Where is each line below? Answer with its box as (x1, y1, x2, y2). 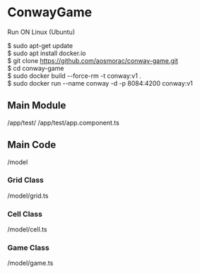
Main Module (7, 100, 66, 112)
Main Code (7, 139, 57, 151)
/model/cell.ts (7, 225, 47, 234)
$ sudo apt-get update (7, 41, 73, 50)
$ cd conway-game (7, 64, 64, 72)
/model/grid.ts (7, 191, 49, 200)
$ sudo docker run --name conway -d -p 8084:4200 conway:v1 (7, 79, 193, 87)
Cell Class (7, 209, 42, 219)
